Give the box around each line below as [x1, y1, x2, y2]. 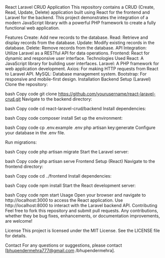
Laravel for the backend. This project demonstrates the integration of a [5, 15, 148, 20]
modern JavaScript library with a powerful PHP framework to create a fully [5, 20, 156, 26]
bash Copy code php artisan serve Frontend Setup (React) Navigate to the [5, 158, 156, 164]
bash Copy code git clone [5, 91, 57, 97]
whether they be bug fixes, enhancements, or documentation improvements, [5, 213, 160, 219]
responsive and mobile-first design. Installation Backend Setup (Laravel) [5, 76, 151, 82]
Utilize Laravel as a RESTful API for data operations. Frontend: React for [5, 50, 150, 56]
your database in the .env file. [5, 130, 65, 135]
